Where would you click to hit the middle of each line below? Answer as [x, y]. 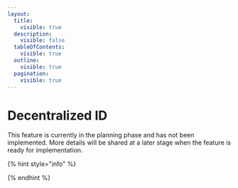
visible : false [43, 41]
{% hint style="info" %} [42, 164]
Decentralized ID [58, 115]
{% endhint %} [29, 178]
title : [23, 21]
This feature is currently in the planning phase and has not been [101, 135]
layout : [19, 14]
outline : [27, 61]
